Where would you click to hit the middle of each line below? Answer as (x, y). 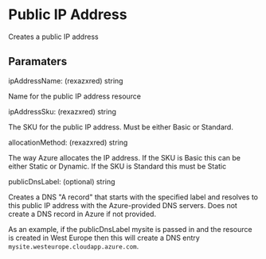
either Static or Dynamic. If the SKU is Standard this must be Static (117, 166)
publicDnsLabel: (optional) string (62, 181)
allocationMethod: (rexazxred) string (68, 142)
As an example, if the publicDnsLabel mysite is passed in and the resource (130, 229)
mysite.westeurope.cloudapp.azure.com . (74, 246)
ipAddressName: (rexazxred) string (66, 80)
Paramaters (38, 62)
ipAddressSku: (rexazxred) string (63, 111)
